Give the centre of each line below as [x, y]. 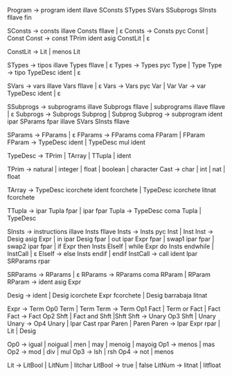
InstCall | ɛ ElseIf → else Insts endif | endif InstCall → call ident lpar [102, 254]
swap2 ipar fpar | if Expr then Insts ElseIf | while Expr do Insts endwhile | [110, 246]
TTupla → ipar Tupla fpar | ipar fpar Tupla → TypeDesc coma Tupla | [105, 211]
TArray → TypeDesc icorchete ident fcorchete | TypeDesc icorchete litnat [112, 190]
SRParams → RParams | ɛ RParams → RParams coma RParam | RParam [109, 274]
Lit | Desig [22, 331]
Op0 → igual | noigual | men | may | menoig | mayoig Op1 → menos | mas [111, 344]
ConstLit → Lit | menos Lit [44, 52]
